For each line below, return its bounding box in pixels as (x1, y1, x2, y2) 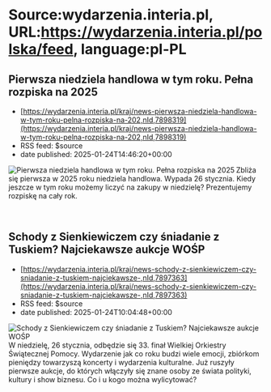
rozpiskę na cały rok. (8, 191, 78, 200)
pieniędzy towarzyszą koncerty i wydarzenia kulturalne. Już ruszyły (8, 357, 235, 367)
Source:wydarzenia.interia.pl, (8, 6, 214, 24)
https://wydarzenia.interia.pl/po (40, 23, 263, 41)
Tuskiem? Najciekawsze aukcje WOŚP (8, 243, 205, 257)
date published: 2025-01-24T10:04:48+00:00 (19, 307, 172, 317)
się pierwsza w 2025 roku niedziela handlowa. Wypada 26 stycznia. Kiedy (8, 174, 256, 183)
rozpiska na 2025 (8, 85, 99, 99)
